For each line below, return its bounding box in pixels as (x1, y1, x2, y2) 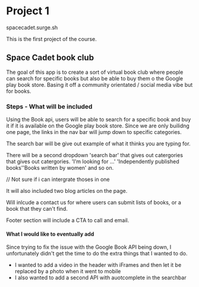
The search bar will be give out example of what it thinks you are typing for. (6, 140, 191, 147)
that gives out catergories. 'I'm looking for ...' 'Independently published (6, 158, 179, 165)
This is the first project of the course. (6, 35, 97, 42)
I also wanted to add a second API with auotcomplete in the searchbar (14, 274, 187, 281)
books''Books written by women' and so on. (6, 164, 114, 171)
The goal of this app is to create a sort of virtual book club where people (6, 68, 184, 76)
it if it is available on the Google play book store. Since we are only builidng (6, 122, 190, 129)
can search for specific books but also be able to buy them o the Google (6, 74, 184, 82)
